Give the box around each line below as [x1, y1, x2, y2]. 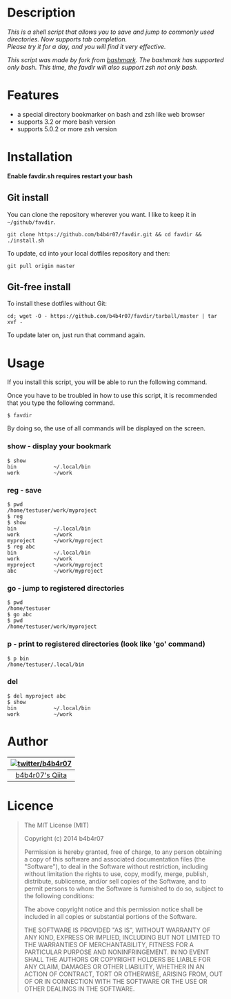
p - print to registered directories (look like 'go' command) [7, 639, 205, 649]
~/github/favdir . [7, 218, 56, 226]
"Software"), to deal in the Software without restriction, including [23, 862, 208, 870]
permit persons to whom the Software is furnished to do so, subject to [23, 884, 224, 893]
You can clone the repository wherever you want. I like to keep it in [7, 210, 197, 218]
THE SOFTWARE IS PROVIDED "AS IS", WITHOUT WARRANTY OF [23, 926, 211, 934]
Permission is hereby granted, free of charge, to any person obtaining [23, 848, 223, 856]
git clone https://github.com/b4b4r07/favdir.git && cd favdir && [7, 231, 202, 238]
